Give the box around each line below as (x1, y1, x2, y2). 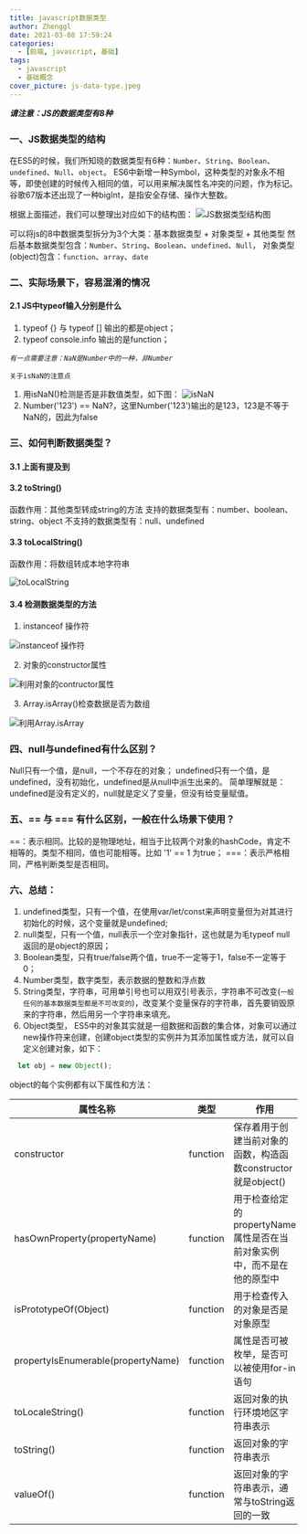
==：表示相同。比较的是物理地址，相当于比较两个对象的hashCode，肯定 (9, 835, 283, 846)
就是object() (232, 1175, 286, 1188)
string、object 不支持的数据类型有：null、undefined (9, 515, 205, 526)
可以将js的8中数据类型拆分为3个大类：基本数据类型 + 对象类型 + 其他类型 (9, 227, 286, 238)
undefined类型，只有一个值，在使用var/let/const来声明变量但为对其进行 (22, 906, 293, 917)
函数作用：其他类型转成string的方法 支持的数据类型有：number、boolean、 (9, 503, 293, 514)
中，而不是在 (232, 1258, 289, 1271)
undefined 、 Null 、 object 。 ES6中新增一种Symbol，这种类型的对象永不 (9, 166, 277, 177)
